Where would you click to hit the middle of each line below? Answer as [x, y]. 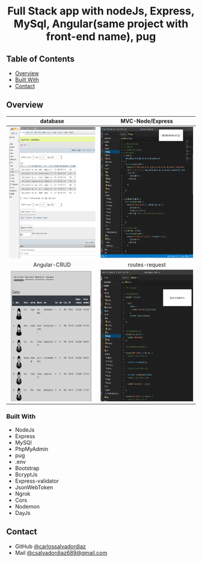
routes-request [147, 264]
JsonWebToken [34, 487]
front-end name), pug [101, 37]
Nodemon [27, 506]
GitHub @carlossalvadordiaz [50, 546]
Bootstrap [27, 468]
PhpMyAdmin [32, 449]
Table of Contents [41, 59]
